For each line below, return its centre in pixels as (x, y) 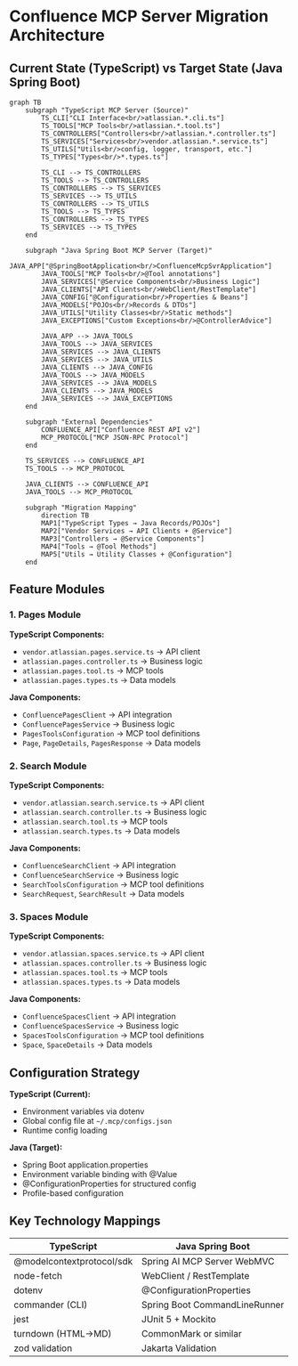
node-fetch (38, 1275)
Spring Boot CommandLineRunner (213, 1305)
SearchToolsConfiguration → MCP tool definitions (113, 884)
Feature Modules (57, 589)
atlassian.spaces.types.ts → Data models (101, 982)
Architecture (57, 35)
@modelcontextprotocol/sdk (73, 1261)
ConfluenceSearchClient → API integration (99, 865)
